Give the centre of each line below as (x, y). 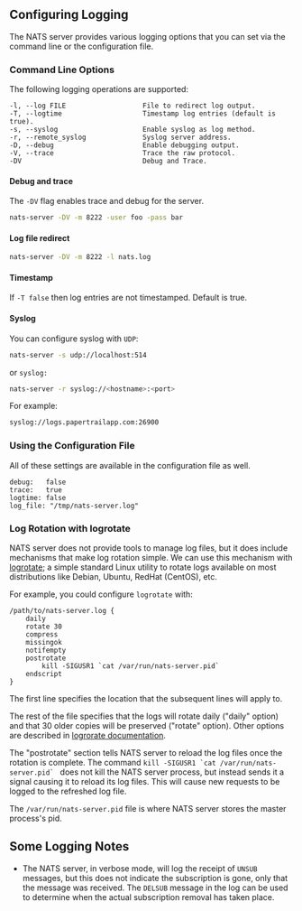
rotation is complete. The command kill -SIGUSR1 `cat (113, 762)
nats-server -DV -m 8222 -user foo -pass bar (96, 218)
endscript (44, 674)
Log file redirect (40, 237)
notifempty (46, 650)
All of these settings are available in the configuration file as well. (130, 465)
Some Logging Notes (69, 846)
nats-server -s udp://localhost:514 (78, 355)
